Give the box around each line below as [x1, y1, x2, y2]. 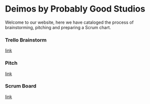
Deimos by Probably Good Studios [5, 3, 146, 15]
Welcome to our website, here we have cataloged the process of [5, 19, 134, 25]
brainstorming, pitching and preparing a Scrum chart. [5, 24, 111, 30]
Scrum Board [5, 83, 37, 89]
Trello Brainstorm [5, 36, 47, 43]
